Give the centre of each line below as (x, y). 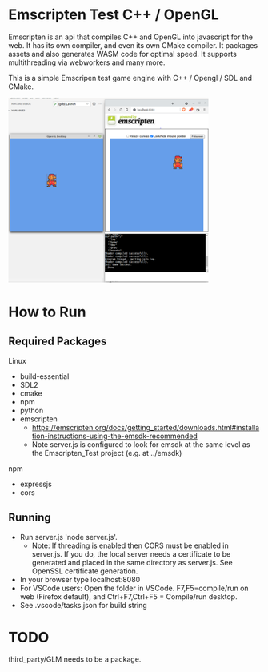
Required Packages (58, 342)
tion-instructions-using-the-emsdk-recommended (114, 436)
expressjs (36, 484)
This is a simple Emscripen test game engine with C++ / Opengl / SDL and (130, 78)
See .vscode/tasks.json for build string (84, 605)
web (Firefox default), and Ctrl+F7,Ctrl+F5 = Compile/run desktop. (128, 596)
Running (30, 518)
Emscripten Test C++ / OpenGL (114, 15)
